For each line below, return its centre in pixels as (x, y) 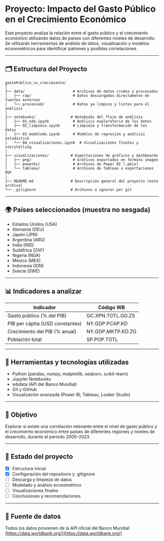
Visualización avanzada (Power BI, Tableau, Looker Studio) (71, 395)
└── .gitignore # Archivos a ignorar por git (69, 190)
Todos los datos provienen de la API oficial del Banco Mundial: (68, 528)
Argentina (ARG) (29, 239)
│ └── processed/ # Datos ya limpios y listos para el (77, 104)
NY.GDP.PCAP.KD (107, 324)
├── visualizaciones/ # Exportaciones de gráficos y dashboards (82, 155)
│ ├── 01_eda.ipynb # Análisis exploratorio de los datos (78, 121)
